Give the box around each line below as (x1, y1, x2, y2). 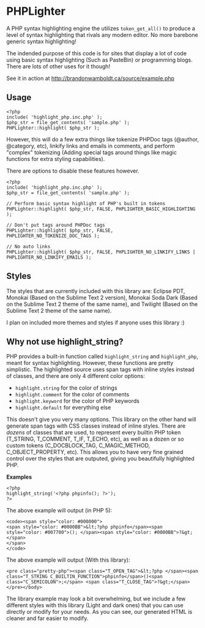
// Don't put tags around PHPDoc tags (6, 222, 105, 228)
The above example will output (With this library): (6, 556, 130, 563)
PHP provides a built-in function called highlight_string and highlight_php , (6, 353, 199, 360)
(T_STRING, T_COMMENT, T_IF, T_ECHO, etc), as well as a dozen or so (6, 435, 184, 443)
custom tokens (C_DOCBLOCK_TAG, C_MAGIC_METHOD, (6, 442, 151, 449)
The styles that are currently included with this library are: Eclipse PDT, (6, 287, 185, 294)
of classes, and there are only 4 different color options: (6, 372, 145, 380)
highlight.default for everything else (15, 404, 111, 411)
